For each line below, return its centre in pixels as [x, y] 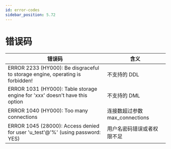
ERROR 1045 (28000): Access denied [54, 126]
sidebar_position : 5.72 [31, 15]
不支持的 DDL [123, 74]
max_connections [128, 118]
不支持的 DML [124, 96]
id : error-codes [22, 10]
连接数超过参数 [125, 111]
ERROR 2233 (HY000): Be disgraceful [53, 68]
